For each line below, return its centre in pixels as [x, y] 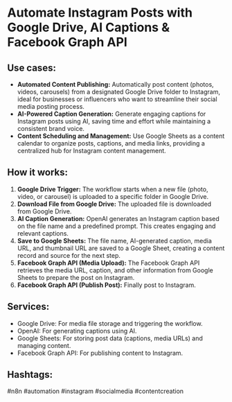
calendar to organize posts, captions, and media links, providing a [111, 143]
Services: [28, 307]
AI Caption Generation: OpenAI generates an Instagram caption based [118, 218]
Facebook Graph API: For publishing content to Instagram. [100, 353]
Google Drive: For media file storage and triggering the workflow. [110, 323]
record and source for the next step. [69, 255]
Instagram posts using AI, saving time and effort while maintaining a [114, 121]
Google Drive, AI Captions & [88, 27]
